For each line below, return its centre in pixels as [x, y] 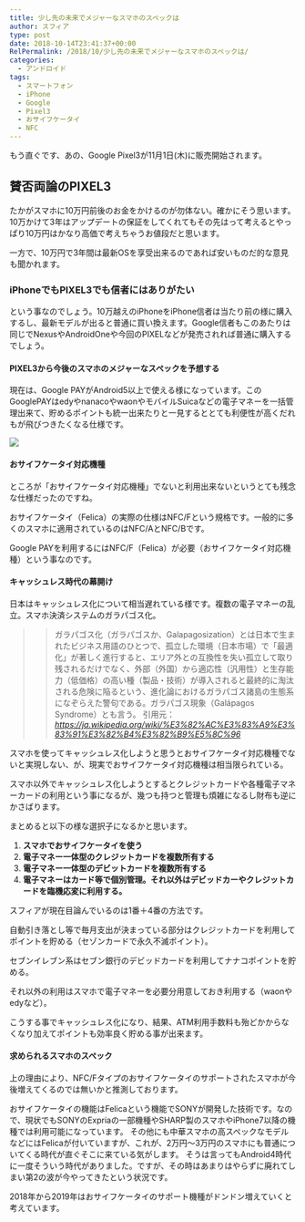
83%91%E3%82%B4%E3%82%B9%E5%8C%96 [147, 734]
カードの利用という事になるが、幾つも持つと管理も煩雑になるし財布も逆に [157, 795]
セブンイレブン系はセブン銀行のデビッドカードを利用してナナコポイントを [149, 960]
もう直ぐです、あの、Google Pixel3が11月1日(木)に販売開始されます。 [138, 155]
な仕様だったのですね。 [53, 497]
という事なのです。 [61, 559]
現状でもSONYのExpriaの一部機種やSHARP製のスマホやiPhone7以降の [157, 1120]
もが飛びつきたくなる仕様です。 [69, 424]
